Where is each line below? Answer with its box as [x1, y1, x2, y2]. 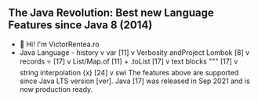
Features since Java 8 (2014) [8, 19, 153, 32]
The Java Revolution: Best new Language [8, 6, 214, 20]
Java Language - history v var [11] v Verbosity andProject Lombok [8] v [19, 47, 250, 57]
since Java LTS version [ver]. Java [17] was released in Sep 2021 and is [19, 76, 251, 86]
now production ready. [19, 84, 93, 93]
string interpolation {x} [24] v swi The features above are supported [19, 67, 239, 77]
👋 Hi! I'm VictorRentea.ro [19, 39, 100, 49]
